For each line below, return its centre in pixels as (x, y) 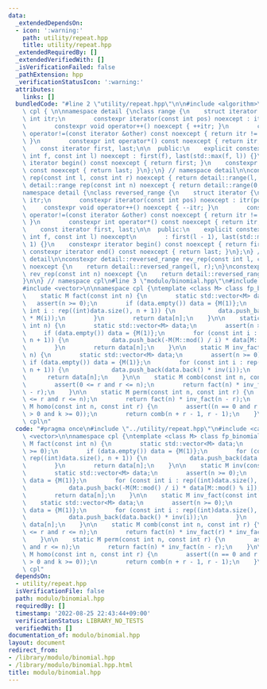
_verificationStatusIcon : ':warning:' (80, 82)
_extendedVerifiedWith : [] (60, 60)
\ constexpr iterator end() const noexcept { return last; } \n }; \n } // (143, 252)
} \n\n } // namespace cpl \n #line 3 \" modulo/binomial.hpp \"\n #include (140, 281)
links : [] (39, 97)
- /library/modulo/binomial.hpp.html (71, 665)
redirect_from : (33, 651)
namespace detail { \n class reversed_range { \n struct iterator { (138, 192)
